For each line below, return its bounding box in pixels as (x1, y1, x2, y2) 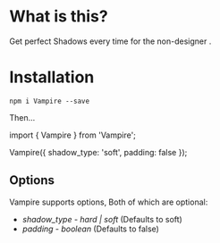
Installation (9, 67, 95, 88)
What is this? (9, 6, 109, 27)
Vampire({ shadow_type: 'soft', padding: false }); (9, 147, 188, 157)
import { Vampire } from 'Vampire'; (9, 130, 137, 140)
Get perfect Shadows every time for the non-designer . (9, 36, 212, 46)
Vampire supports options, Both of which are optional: (9, 197, 208, 207)
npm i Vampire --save (9, 96, 90, 105)
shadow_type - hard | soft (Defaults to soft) (21, 214, 183, 224)
